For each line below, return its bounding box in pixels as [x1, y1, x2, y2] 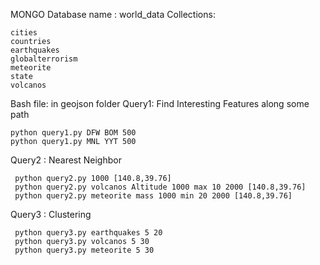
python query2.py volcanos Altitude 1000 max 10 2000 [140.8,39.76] [14, 182, 307, 192]
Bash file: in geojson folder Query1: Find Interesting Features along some [10, 98, 310, 109]
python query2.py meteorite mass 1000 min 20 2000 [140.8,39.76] [14, 191, 293, 201]
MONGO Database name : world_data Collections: [10, 9, 216, 20]
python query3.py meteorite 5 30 [14, 245, 155, 255]
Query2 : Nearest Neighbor [10, 154, 122, 166]
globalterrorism [10, 54, 78, 64]
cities [10, 28, 38, 38]
